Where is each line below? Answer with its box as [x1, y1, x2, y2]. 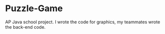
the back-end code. [5, 24, 46, 30]
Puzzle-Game [5, 3, 63, 14]
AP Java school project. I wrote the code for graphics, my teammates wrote [5, 19, 161, 25]
